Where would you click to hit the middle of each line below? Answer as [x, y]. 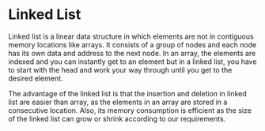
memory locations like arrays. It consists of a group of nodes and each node [132, 44]
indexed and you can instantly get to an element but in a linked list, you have [132, 62]
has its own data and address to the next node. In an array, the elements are [132, 53]
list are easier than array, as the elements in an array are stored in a [118, 102]
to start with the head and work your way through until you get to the [120, 69]
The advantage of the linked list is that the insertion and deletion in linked [127, 93]
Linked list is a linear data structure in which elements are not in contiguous [131, 36]
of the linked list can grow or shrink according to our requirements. [117, 118]
